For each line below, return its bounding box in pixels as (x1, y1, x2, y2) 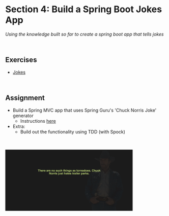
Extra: (12, 123, 25, 129)
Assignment (5, 94, 45, 102)
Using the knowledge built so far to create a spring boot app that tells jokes (5, 31, 164, 37)
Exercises (5, 56, 37, 64)
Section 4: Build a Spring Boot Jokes (5, 4, 162, 15)
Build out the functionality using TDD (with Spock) (20, 128, 126, 135)
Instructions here (20, 118, 56, 124)
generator (12, 113, 34, 119)
